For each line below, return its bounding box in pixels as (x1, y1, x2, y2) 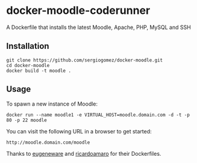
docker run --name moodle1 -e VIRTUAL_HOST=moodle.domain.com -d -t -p (6, 112, 190, 118)
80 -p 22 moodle (6, 117, 47, 123)
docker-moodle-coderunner (6, 4, 151, 18)
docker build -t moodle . (6, 68, 71, 74)
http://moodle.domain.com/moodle (6, 139, 90, 145)
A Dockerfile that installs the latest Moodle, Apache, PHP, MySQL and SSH (6, 24, 191, 31)
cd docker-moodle (6, 62, 50, 68)
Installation (6, 41, 49, 51)
